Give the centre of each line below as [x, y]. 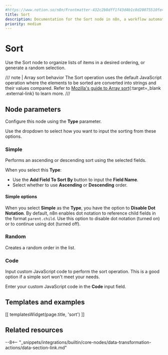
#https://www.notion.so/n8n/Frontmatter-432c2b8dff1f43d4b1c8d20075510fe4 [85, 10]
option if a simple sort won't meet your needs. [52, 277]
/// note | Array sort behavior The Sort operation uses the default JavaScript [83, 78]
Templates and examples [45, 302]
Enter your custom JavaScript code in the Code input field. [66, 287]
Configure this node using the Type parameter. [53, 121]
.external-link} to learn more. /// [38, 94]
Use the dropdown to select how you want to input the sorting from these [81, 131]
